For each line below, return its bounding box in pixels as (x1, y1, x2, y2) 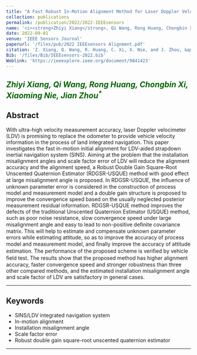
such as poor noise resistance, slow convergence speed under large (6, 214, 172, 221)
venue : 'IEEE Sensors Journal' (6, 36, 83, 42)
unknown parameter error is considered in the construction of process (6, 183, 176, 190)
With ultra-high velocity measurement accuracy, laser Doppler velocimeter (6, 126, 186, 133)
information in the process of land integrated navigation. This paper (6, 139, 169, 146)
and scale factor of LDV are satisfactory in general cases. (6, 273, 145, 280)
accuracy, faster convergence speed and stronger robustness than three (6, 261, 182, 268)
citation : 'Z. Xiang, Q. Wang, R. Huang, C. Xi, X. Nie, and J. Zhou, (6, 47, 182, 53)
